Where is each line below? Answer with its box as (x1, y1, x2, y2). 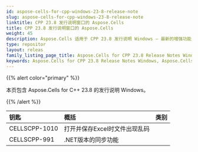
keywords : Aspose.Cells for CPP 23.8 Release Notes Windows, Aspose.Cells (6, 58, 194, 64)
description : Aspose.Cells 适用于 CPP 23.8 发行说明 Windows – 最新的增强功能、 (6, 36, 196, 42)
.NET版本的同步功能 (64, 136, 119, 144)
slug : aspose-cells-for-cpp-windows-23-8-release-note (6, 14, 144, 20)
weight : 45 (6, 31, 33, 37)
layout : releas (6, 47, 44, 53)
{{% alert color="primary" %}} (6, 74, 80, 81)
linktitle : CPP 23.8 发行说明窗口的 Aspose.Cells (6, 19, 124, 25)
